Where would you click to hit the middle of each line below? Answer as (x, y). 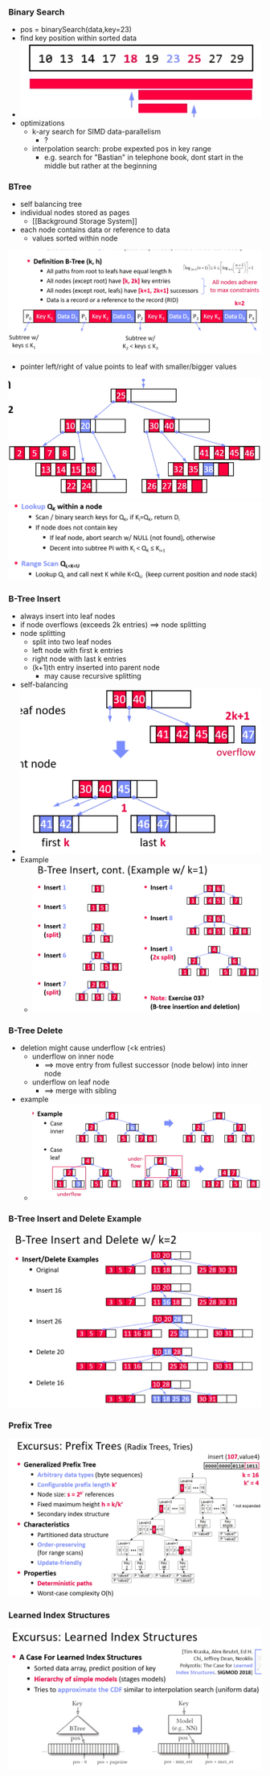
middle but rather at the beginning (100, 165)
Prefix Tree (30, 1425)
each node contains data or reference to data (95, 230)
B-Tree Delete (36, 1030)
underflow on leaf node (71, 1082)
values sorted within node (75, 238)
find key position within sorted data (78, 38)
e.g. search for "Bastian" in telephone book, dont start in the (143, 157)
